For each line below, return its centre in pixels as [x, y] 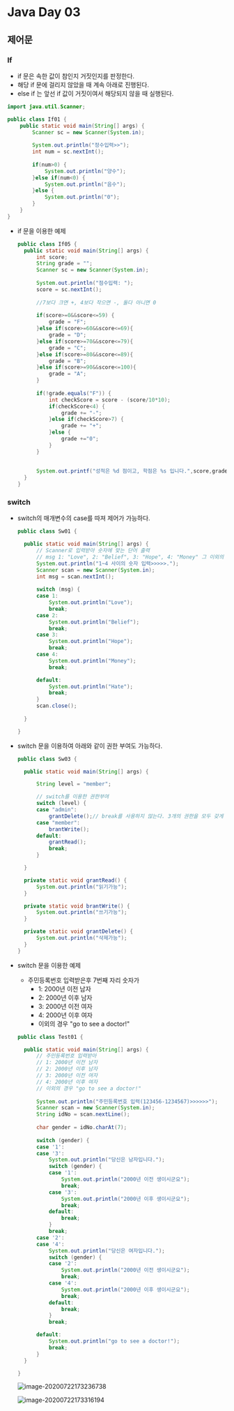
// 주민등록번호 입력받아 [66, 1056]
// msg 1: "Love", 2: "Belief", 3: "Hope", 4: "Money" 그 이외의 [130, 557]
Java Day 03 [44, 12]
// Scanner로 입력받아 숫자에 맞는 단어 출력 [93, 551]
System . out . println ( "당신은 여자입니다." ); [107, 1250]
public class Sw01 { [47, 531]
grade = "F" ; [68, 322]
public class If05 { [47, 244]
